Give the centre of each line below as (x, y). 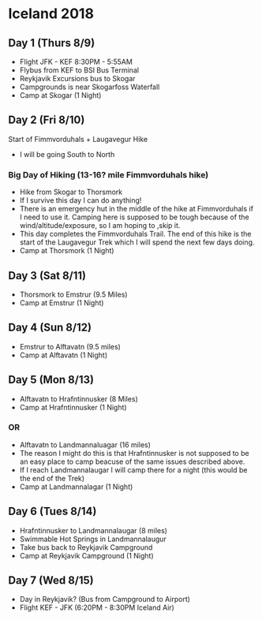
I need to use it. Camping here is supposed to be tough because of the (135, 217)
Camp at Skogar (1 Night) (60, 95)
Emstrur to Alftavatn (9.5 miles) (70, 346)
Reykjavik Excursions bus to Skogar (77, 78)
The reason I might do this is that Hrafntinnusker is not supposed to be (135, 453)
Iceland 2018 (51, 14)
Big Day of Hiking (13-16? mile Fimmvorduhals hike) (109, 174)
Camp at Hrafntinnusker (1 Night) (73, 407)
